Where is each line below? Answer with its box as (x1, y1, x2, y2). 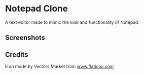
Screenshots (5, 34, 45, 42)
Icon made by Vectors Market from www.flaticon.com (5, 64, 114, 70)
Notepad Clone (5, 3, 68, 14)
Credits (5, 50, 29, 59)
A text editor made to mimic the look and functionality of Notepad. (5, 19, 140, 25)
